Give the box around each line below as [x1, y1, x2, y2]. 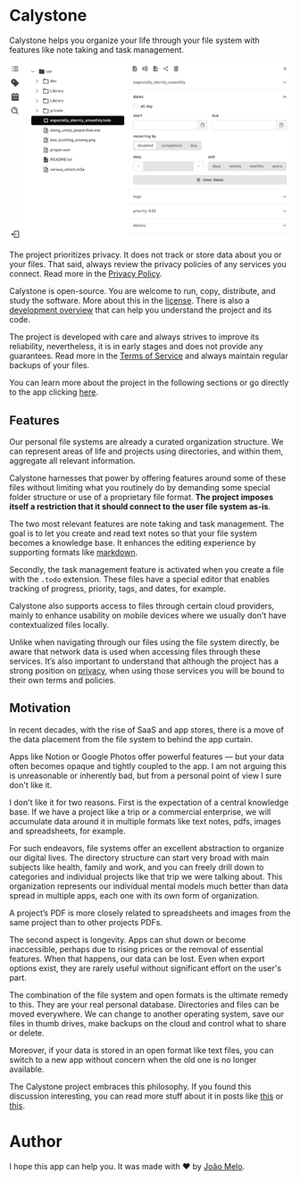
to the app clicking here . [9, 387, 99, 398]
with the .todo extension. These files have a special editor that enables [9, 573, 271, 584]
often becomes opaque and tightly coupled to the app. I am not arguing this [9, 760, 287, 771]
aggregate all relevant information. [9, 455, 136, 465]
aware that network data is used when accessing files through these [9, 646, 261, 657]
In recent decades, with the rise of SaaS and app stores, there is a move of [9, 724, 284, 735]
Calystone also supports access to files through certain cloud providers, [9, 600, 275, 611]
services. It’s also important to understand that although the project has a [9, 656, 279, 666]
